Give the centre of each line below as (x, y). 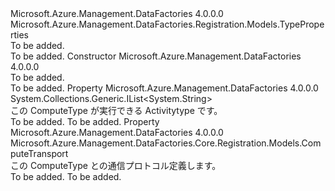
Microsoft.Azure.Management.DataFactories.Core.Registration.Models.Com (166, 143)
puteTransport (39, 153)
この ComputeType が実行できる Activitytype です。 (116, 110)
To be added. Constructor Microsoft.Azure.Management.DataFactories (156, 56)
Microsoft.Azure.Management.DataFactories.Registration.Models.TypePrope (167, 24)
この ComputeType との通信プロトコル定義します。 (116, 165)
